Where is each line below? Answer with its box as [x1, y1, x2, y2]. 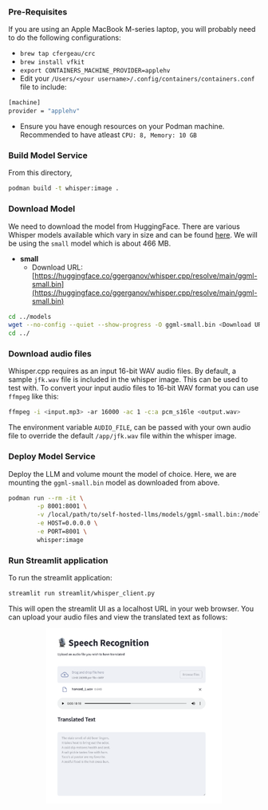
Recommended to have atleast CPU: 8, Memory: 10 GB [19, 130, 198, 140]
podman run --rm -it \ [8, 493, 84, 502]
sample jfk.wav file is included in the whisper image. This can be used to [8, 375, 249, 384]
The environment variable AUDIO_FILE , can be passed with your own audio [8, 423, 251, 432]
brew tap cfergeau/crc [19, 50, 96, 58]
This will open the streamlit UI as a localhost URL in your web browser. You [8, 604, 254, 614]
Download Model [8, 203, 76, 214]
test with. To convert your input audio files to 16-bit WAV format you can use [8, 383, 259, 393]
